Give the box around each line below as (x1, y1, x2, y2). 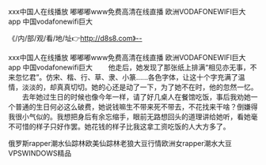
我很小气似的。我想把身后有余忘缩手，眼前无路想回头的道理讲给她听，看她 (8, 112, 251, 121)
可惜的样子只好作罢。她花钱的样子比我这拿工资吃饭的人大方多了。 (14, 122, 230, 131)
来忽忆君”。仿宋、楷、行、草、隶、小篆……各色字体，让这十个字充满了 (8, 73, 239, 81)
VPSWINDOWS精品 (8, 148, 72, 158)
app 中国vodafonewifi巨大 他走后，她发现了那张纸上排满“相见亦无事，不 (8, 62, 257, 72)
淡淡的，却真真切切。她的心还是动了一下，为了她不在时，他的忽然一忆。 (21, 82, 258, 92)
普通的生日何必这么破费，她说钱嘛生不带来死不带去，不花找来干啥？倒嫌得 (14, 102, 258, 111)
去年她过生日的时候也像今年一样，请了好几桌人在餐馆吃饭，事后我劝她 (21, 92, 251, 101)
